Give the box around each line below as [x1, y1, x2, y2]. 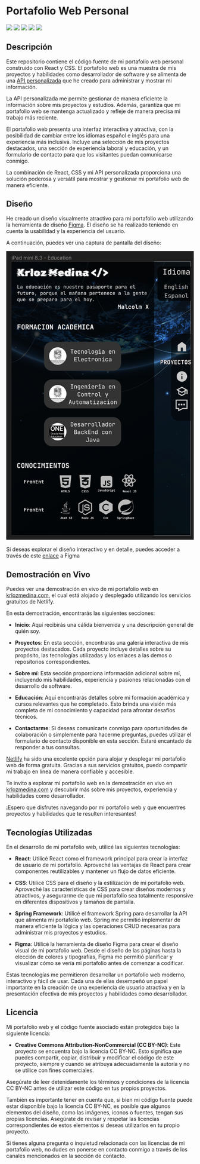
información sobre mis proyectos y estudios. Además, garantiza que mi [6, 101, 181, 108]
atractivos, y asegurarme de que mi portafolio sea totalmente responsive [14, 892, 193, 899]
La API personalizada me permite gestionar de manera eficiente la [6, 94, 168, 102]
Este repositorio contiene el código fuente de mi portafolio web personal [6, 58, 184, 65]
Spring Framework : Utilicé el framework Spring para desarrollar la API [14, 909, 187, 917]
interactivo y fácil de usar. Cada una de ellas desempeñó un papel [6, 977, 168, 984]
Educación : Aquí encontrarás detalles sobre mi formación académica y [14, 694, 190, 702]
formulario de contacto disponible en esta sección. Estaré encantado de [14, 737, 192, 745]
